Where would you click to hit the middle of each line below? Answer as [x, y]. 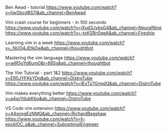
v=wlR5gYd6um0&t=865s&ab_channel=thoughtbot [58, 63]
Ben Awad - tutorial [25, 7]
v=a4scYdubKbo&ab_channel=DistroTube [48, 98]
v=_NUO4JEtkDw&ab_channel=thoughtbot [49, 48]
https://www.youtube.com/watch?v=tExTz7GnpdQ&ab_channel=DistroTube [83, 83]
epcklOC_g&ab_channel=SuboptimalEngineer [52, 124]
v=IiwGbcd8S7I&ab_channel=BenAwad [46, 13]
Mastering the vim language [34, 58]
